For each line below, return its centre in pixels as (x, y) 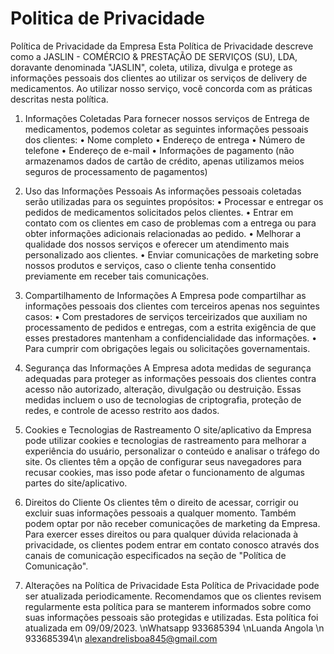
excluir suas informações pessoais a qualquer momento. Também (160, 513)
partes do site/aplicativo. (76, 483)
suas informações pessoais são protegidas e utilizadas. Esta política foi (171, 617)
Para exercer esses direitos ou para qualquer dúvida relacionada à (161, 534)
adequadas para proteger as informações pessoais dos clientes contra (170, 378)
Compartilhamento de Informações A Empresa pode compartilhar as (165, 295)
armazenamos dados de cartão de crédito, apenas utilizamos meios (164, 161)
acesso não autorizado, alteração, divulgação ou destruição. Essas (163, 389)
